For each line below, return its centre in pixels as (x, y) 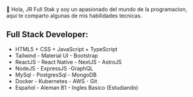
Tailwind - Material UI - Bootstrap (57, 55)
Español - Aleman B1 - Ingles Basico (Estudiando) (77, 87)
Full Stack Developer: (47, 35)
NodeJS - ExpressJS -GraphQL (54, 68)
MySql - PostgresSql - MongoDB (56, 75)
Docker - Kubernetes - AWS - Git (56, 81)
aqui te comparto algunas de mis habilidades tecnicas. (74, 16)
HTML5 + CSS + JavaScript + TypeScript (66, 49)
